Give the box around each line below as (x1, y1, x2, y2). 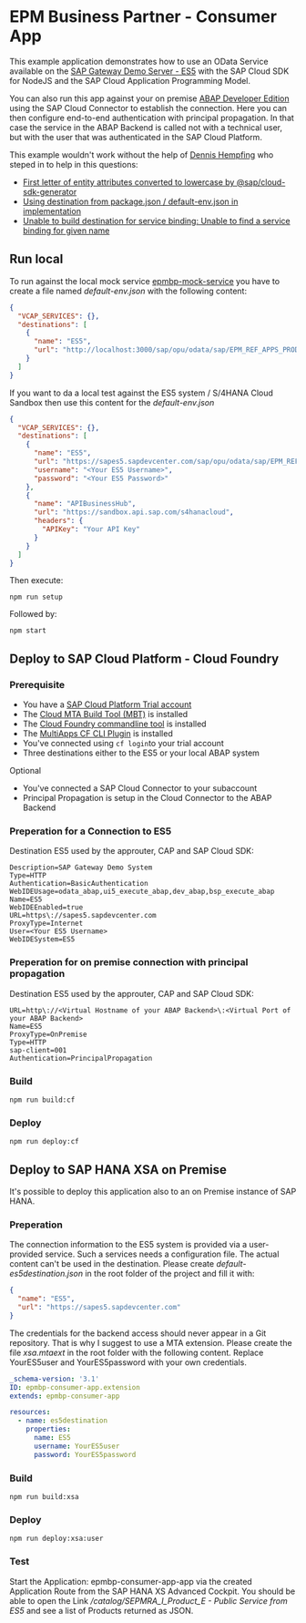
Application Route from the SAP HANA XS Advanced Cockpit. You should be (9, 1586, 296, 1597)
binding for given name (22, 225, 110, 236)
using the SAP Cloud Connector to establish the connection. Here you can (9, 102, 288, 113)
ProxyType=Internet (9, 919, 84, 929)
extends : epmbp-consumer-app (9, 1392, 120, 1401)
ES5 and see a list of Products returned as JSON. (9, 1605, 194, 1616)
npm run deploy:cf (9, 1137, 79, 1146)
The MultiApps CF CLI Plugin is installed (22, 728, 173, 739)
